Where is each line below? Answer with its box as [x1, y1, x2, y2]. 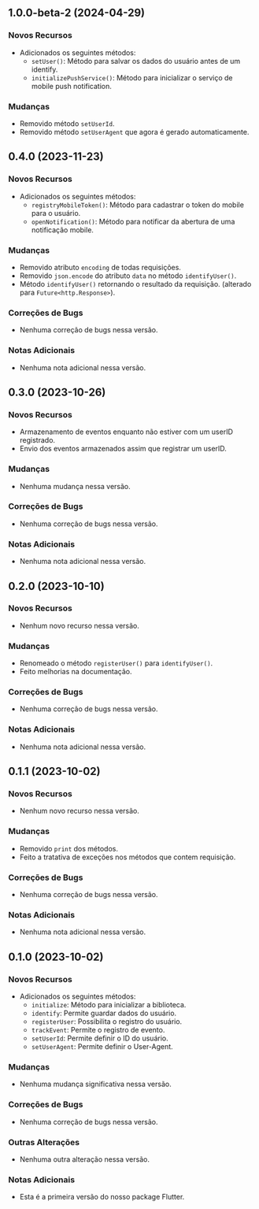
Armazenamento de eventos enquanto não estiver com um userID [19, 427, 234, 436]
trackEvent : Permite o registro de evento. [31, 1025, 165, 1034]
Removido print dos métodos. [19, 844, 118, 853]
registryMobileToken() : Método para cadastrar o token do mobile [31, 200, 244, 210]
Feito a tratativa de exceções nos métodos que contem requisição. [19, 852, 236, 862]
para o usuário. [31, 208, 81, 217]
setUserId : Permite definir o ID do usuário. [31, 1033, 168, 1043]
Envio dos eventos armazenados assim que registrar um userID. [19, 444, 227, 454]
